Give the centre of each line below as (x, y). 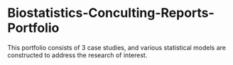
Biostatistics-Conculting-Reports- (111, 13)
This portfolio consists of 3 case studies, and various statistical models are (116, 47)
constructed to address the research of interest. (77, 55)
